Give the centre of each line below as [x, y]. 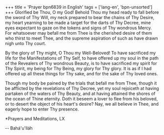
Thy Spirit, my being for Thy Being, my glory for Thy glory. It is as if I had [78, 68]
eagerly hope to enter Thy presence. [42, 109]
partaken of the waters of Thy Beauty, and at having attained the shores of [80, 93]
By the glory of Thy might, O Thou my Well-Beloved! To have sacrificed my [81, 53]
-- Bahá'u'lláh [19, 128]
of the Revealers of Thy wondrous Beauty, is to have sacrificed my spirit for [81, 63]
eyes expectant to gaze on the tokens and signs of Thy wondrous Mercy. [79, 28]
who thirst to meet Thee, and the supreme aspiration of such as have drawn [82, 38]
